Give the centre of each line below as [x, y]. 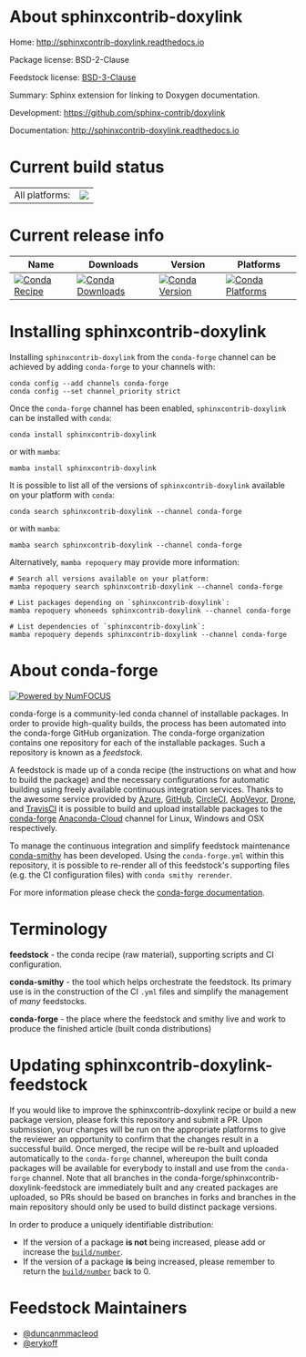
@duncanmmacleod [60, 1333]
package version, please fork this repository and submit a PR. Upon [136, 1119]
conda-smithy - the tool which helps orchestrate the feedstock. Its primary [151, 982]
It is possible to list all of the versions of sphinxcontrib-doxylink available [147, 485]
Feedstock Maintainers [98, 1307]
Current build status [87, 167]
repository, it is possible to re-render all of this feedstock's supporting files [149, 865]
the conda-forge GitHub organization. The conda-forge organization [138, 733]
